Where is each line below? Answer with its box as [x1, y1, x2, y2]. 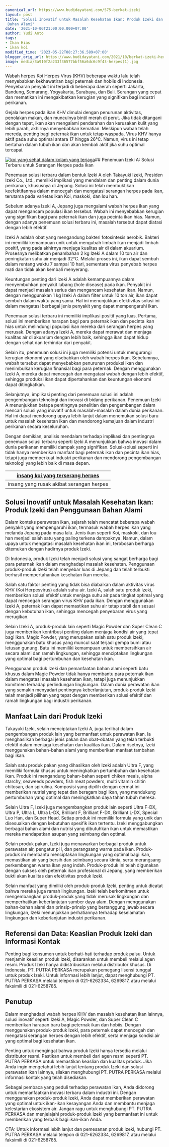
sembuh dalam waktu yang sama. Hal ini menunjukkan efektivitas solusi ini [5, 298, 160, 304]
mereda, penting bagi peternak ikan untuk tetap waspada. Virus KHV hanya [5, 131, 161, 137]
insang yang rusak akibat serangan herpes [8, 480, 109, 487]
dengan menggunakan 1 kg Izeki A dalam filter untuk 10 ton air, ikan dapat [5, 292, 158, 298]
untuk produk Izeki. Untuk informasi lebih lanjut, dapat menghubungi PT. [5, 972, 155, 978]
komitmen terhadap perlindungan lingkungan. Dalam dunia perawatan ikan [5, 682, 160, 688]
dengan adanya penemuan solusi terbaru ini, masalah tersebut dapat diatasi [5, 219, 162, 225]
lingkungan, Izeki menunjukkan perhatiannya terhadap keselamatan [5, 909, 145, 915]
